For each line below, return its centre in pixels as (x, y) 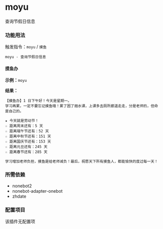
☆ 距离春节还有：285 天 (26, 152)
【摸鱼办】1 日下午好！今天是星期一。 (38, 101)
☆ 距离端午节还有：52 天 (27, 131)
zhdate (19, 196)
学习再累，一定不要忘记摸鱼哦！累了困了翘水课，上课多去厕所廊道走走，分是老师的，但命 (81, 106)
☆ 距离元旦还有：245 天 (26, 147)
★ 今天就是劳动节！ (22, 121)
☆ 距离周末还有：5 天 (24, 126)
